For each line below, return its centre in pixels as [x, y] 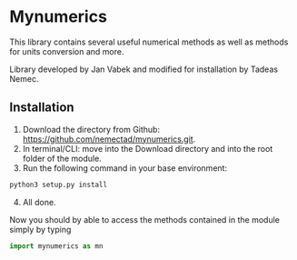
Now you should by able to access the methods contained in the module [144, 219]
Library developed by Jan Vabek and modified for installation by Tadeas [144, 69]
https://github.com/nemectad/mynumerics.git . [109, 139]
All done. [39, 202]
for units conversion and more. [67, 51]
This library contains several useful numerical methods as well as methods [149, 42]
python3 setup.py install [58, 185]
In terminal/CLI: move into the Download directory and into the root [148, 148]
